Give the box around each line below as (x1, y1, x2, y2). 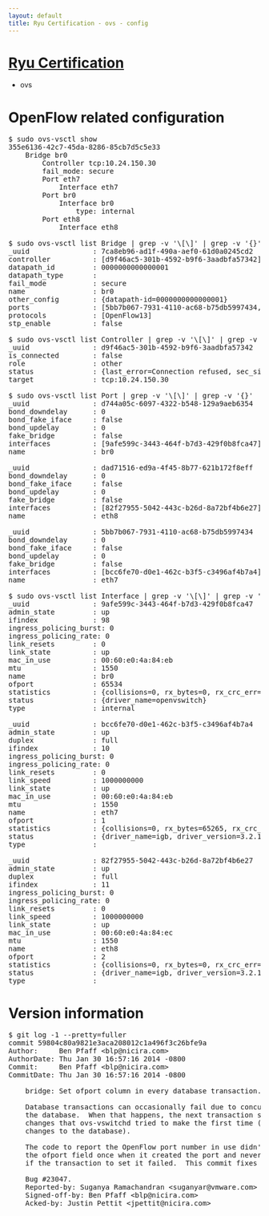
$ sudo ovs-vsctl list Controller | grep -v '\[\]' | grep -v (8, 335, 258, 345)
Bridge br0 (25, 151, 68, 160)
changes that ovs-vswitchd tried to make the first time (25, 1119, 254, 1128)
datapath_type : (8, 271, 98, 281)
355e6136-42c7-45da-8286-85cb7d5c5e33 (8, 143, 161, 152)
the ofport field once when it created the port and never (25, 1151, 262, 1160)
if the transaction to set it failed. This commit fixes (25, 1159, 258, 1168)
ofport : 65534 (8, 680, 122, 689)
